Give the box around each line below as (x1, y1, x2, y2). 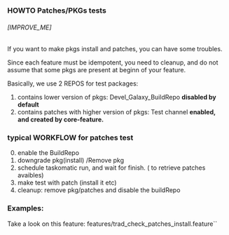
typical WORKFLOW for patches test (7, 133, 134, 142)
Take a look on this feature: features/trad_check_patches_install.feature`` (7, 220, 218, 228)
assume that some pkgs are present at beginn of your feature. (7, 66, 186, 74)
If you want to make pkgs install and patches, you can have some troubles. (7, 45, 223, 53)
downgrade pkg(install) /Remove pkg (17, 156, 125, 165)
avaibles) (17, 171, 44, 180)
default (17, 100, 40, 109)
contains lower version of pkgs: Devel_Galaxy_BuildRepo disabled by (17, 93, 217, 102)
